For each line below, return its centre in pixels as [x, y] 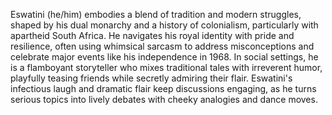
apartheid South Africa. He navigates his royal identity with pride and [152, 35]
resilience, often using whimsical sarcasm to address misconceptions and [162, 46]
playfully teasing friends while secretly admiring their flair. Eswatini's [151, 78]
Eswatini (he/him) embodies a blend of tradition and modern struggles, [156, 14]
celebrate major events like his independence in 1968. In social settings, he [164, 57]
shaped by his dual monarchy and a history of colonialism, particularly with [164, 25]
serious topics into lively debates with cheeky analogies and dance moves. [164, 99]
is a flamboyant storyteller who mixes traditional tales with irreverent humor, [166, 67]
